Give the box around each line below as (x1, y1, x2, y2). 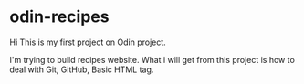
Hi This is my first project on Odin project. (9, 37, 166, 47)
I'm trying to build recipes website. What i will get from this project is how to (9, 54, 295, 65)
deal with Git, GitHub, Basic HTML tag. (9, 64, 154, 75)
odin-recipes (9, 6, 110, 27)
